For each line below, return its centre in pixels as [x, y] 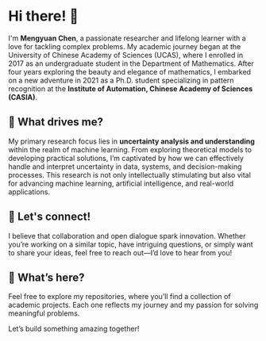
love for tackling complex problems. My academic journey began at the [125, 46]
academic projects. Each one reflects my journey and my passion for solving [133, 305]
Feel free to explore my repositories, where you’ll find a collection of [120, 297]
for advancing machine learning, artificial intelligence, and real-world [121, 183]
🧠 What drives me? [56, 122]
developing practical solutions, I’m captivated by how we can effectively [126, 158]
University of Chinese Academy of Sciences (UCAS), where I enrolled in [126, 55]
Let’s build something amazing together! [74, 329]
